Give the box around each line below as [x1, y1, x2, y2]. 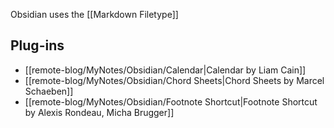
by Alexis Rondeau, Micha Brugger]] [24, 106, 175, 118]
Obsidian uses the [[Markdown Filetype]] [10, 9, 179, 20]
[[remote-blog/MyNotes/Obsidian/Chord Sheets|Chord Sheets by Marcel [24, 74, 325, 86]
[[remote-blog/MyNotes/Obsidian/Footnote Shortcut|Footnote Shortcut [24, 95, 318, 108]
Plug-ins [10, 37, 65, 54]
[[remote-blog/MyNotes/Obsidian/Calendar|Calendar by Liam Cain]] [24, 64, 307, 76]
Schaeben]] [24, 85, 74, 97]
